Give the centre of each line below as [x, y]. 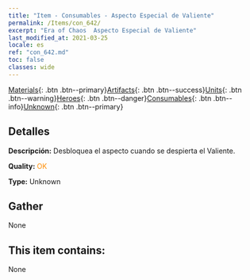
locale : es [26, 45]
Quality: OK [28, 166]
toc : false [26, 60]
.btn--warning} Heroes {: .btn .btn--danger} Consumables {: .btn [110, 98]
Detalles [29, 132]
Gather [26, 206]
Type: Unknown [35, 181]
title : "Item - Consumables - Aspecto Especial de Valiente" [112, 15]
